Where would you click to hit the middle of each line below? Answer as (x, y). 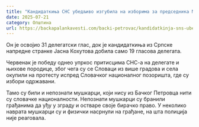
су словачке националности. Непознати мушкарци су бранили (86, 99)
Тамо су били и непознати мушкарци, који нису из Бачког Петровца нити (99, 93)
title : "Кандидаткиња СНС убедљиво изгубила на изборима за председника (98, 12)
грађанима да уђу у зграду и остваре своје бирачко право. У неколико (96, 105)
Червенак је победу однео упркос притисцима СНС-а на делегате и (93, 63)
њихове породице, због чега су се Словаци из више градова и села (92, 69)
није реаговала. (26, 118)
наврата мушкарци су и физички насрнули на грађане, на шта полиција (97, 112)
